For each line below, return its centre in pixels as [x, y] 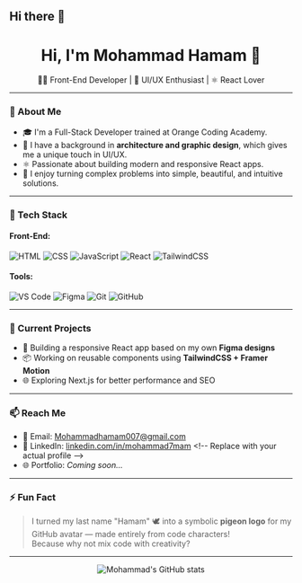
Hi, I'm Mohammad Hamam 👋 [151, 55]
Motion [36, 371]
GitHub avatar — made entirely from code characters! [131, 534]
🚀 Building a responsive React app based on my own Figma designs [149, 348]
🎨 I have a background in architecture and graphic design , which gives [155, 145]
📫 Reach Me [38, 413]
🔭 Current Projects [50, 328]
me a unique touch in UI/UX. [75, 155]
